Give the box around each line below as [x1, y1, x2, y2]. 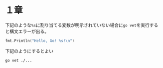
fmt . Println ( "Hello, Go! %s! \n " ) [5, 38, 75, 43]
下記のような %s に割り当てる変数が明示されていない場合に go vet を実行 [5, 22, 150, 28]
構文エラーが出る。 [9, 28, 49, 34]
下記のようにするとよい [5, 48, 54, 54]
